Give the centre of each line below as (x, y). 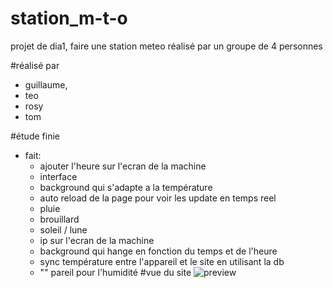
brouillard (59, 219)
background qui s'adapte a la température (126, 187)
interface (58, 176)
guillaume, (46, 84)
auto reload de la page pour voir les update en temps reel (158, 198)
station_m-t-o (69, 18)
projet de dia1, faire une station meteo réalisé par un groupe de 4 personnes (166, 46)
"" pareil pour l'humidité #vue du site (115, 272)
